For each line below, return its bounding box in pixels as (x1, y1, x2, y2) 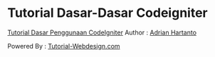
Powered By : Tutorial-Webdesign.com (7, 42, 120, 50)
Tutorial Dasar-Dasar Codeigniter (7, 5, 208, 21)
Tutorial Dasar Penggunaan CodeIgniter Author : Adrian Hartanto (7, 28, 197, 37)
